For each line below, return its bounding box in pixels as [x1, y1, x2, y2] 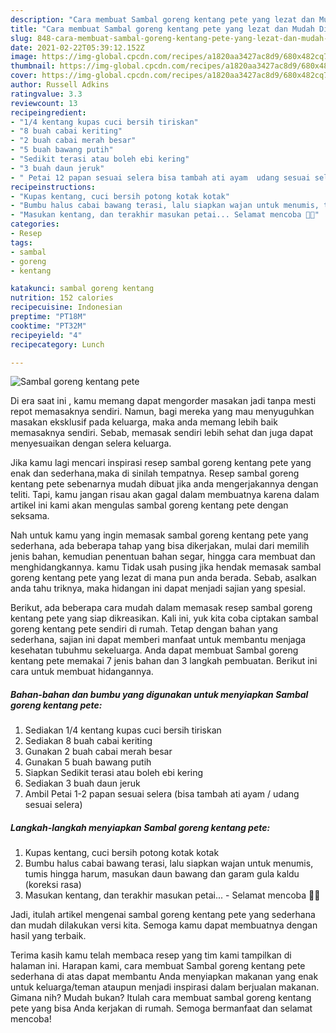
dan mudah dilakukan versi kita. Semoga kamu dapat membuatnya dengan [10, 919, 318, 931]
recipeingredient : [10, 107, 87, 118]
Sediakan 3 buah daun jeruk [24, 777, 141, 790]
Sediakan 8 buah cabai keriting [24, 735, 153, 747]
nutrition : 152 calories [10, 293, 114, 303]
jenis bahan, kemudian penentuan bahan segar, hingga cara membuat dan [10, 551, 316, 563]
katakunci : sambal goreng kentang [10, 284, 155, 294]
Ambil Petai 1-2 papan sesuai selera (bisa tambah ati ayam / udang [24, 788, 300, 800]
